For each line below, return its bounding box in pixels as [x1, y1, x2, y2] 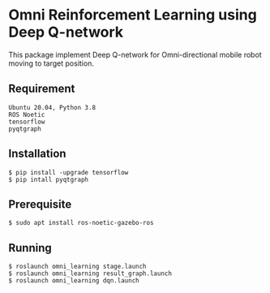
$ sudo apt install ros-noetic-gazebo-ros [8, 219, 154, 227]
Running [8, 241, 53, 255]
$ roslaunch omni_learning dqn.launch [8, 277, 139, 285]
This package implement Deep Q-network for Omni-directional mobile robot [8, 50, 262, 59]
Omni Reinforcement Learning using [8, 6, 257, 24]
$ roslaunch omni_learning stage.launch [8, 262, 148, 271]
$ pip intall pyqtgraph [8, 175, 89, 183]
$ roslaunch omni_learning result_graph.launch [8, 269, 173, 278]
